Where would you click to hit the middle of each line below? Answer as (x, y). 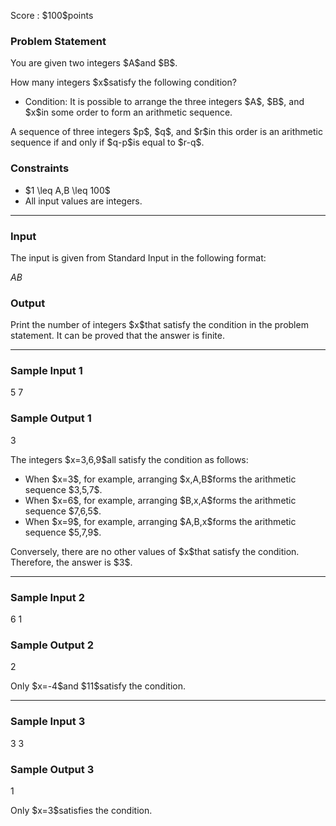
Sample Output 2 (52, 645)
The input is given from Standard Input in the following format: (138, 257)
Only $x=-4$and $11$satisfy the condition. (98, 686)
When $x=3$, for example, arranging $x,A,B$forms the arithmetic (160, 479)
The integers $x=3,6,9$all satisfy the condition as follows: (129, 459)
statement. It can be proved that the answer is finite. (117, 336)
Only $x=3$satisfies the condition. (81, 810)
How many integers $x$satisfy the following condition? (123, 82)
